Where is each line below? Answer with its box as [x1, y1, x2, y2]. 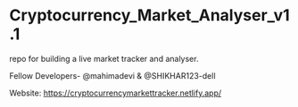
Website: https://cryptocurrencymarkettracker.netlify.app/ [9, 88, 222, 98]
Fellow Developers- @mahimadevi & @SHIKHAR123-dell [9, 70, 216, 80]
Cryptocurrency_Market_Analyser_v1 [9, 5, 290, 26]
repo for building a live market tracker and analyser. [9, 53, 199, 64]
